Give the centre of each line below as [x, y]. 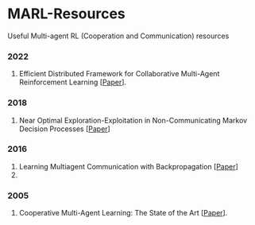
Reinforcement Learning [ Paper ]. [73, 82]
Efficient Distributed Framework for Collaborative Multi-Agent [119, 74]
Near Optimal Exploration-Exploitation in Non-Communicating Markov [133, 120]
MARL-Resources [67, 14]
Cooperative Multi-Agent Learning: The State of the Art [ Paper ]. [123, 213]
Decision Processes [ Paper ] [64, 129]
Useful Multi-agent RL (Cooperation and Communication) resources [118, 36]
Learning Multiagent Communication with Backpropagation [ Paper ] [129, 166]
